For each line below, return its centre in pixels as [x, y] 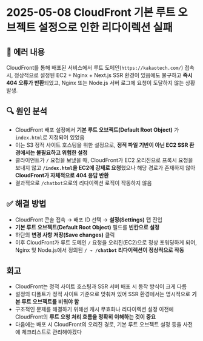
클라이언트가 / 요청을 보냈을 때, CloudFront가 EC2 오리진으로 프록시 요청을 [104, 160]
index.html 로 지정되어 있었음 [50, 137]
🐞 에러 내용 [26, 52]
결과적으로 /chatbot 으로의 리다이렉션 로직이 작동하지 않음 [84, 183]
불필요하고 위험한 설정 [62, 152]
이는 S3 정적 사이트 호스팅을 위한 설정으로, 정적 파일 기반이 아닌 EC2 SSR [101, 145]
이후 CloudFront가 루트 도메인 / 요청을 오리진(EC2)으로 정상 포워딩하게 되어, [106, 242]
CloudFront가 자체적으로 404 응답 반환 [62, 175]
